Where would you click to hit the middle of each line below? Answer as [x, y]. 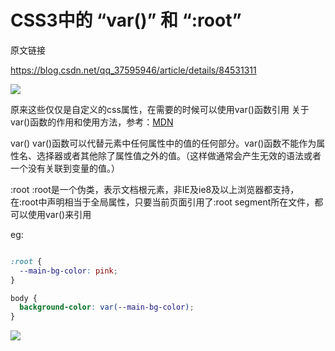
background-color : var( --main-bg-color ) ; [107, 307]
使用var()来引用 [59, 214]
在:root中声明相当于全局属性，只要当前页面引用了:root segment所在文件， [162, 202]
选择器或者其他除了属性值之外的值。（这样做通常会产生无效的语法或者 [179, 155]
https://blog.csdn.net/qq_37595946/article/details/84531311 [133, 70]
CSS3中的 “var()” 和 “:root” [126, 20]
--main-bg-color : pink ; [68, 271]
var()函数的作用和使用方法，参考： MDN [92, 122]
